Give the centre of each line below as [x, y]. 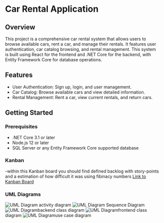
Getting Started [29, 113]
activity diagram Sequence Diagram [92, 205]
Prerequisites [21, 127]
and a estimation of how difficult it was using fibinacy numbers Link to [76, 176]
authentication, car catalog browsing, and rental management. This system [81, 49]
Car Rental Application [52, 9]
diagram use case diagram [48, 215]
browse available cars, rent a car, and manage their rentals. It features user [81, 44]
